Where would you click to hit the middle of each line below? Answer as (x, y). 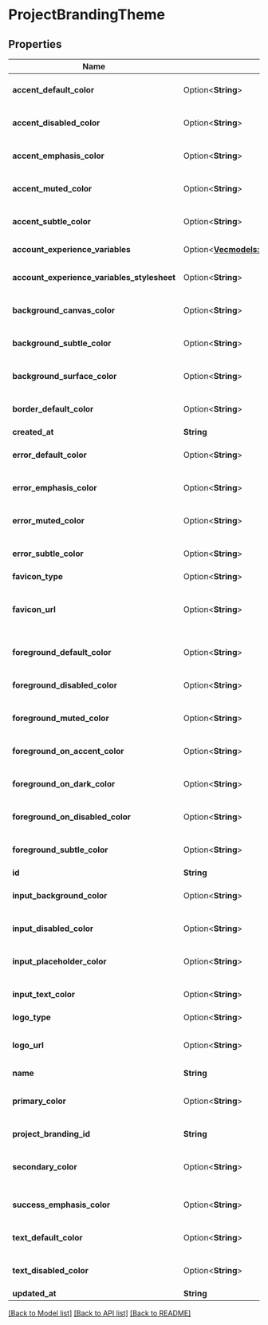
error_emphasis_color (55, 488)
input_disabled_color (53, 929)
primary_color (39, 1101)
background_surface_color (65, 376)
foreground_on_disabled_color (72, 817)
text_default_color (47, 1238)
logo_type (32, 1017)
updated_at (34, 1293)
